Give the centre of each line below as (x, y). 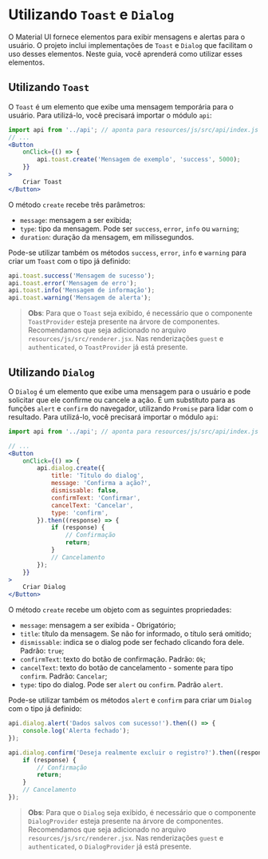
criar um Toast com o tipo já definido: (70, 260)
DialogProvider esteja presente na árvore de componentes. (126, 821)
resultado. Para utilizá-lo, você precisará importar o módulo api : (114, 416)
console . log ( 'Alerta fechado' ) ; (76, 731)
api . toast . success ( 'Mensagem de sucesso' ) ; (82, 276)
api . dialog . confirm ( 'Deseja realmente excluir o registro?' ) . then (121, 753)
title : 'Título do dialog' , (98, 476)
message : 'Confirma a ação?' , (101, 483)
